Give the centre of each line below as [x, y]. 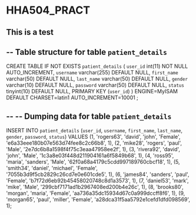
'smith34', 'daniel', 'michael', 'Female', [52, 168]
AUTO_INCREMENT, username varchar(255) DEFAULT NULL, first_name [92, 73]
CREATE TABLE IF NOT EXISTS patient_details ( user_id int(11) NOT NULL [97, 66]
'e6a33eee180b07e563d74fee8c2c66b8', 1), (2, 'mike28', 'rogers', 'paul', [94, 143]
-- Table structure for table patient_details [87, 52]
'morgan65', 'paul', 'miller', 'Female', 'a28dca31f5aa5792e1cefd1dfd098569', [98, 200]
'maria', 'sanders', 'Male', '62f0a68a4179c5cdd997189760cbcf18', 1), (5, [93, 162]
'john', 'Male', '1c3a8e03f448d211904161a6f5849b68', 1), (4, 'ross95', [90, 156]
